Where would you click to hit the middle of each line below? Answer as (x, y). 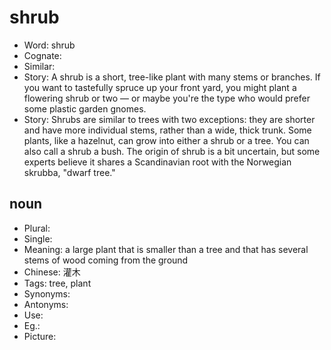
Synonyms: (47, 293)
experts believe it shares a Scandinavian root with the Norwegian (157, 162)
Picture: (40, 336)
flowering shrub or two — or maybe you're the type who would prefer (167, 98)
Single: (38, 238)
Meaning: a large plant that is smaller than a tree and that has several (166, 249)
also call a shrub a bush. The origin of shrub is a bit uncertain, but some (172, 151)
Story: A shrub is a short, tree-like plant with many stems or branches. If (172, 77)
